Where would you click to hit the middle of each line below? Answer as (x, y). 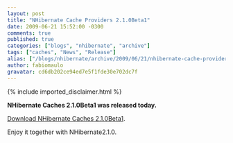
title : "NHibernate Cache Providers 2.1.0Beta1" (79, 20)
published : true (31, 40)
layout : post (26, 14)
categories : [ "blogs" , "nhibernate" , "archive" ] (79, 46)
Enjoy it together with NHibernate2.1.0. (62, 132)
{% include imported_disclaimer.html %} (65, 92)
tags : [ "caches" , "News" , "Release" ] (62, 53)
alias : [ (20, 59)
